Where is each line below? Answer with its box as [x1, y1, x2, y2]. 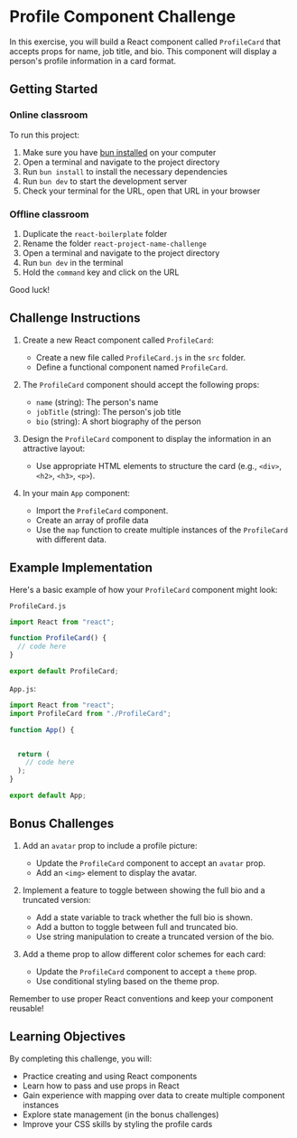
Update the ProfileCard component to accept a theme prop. [35, 965, 257, 977]
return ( [17, 749, 51, 758]
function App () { [9, 725, 75, 734]
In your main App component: [22, 487, 131, 498]
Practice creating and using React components [22, 1070, 198, 1081]
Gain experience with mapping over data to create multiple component [22, 1089, 285, 1100]
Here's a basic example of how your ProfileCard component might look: [9, 584, 278, 595]
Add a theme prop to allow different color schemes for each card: [22, 948, 266, 959]
